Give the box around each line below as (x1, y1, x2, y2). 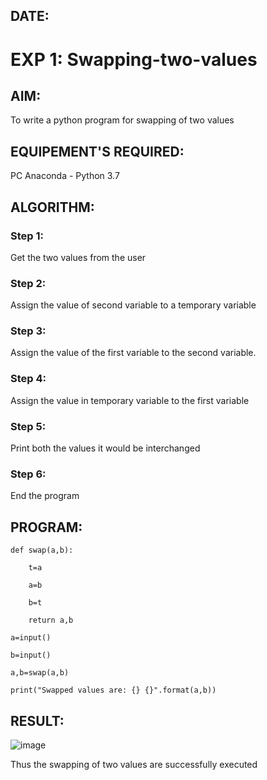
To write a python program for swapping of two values (10, 114, 235, 126)
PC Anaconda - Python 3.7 (10, 170, 120, 182)
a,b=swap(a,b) (10, 668, 70, 678)
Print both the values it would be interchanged (10, 442, 201, 454)
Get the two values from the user (10, 251, 147, 263)
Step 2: (10, 276, 47, 290)
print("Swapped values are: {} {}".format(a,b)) (10, 685, 217, 696)
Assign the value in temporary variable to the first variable (10, 394, 250, 406)
